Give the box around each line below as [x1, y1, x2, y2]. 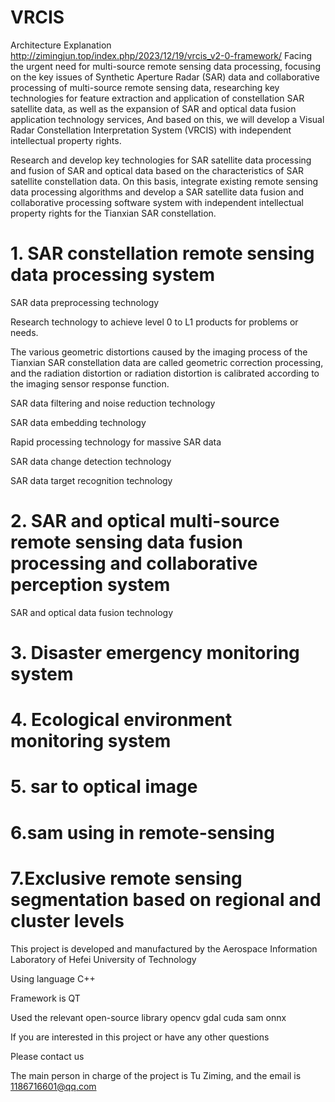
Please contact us [10, 1050, 85, 1062]
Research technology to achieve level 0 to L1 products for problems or [10, 316, 299, 328]
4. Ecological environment [10, 709, 233, 731]
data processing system [10, 264, 216, 286]
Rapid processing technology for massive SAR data [10, 436, 222, 448]
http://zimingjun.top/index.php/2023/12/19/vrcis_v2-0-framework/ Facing [10, 49, 313, 61]
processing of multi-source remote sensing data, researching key [10, 81, 280, 93]
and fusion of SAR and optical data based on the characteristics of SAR [10, 164, 305, 176]
